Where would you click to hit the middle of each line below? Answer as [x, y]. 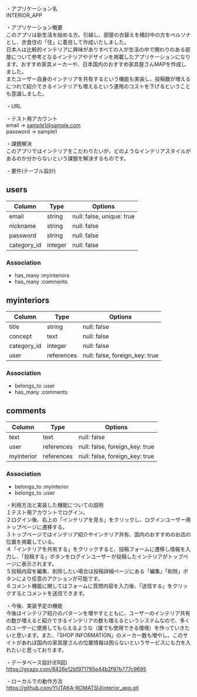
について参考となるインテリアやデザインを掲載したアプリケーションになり [101, 57]
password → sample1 [32, 132]
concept [21, 336]
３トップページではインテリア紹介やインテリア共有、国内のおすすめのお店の [98, 535]
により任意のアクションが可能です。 [60, 579]
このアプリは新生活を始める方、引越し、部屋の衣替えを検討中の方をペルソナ [98, 35]
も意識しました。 [27, 94]
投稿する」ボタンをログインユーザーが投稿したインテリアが [96, 557]
